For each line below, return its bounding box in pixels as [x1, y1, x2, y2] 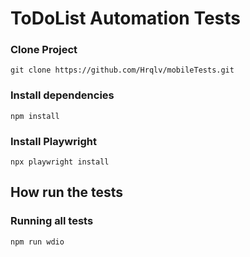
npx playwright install [10, 157, 110, 167]
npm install [10, 111, 60, 121]
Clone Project [10, 43, 78, 57]
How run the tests [10, 184, 124, 201]
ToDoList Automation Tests [10, 7, 242, 30]
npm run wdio [10, 237, 65, 247]
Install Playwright [10, 134, 97, 148]
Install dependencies [10, 88, 115, 102]
